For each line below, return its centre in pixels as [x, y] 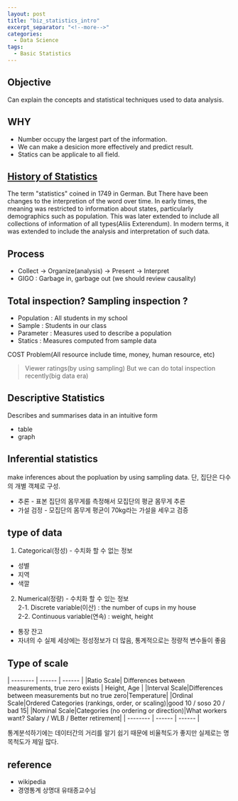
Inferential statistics [53, 459]
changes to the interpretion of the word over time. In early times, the [107, 201]
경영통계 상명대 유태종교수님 [57, 790]
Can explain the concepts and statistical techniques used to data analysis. [115, 100]
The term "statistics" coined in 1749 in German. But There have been [108, 193]
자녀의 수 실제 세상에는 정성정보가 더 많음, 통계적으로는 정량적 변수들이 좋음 [122, 640]
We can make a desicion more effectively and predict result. [106, 147]
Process [26, 254]
